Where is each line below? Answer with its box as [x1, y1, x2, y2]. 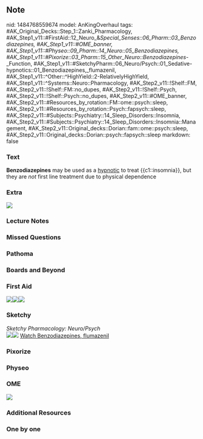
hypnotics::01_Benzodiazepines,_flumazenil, [6, 66, 117, 74]
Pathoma [6, 250, 33, 258]
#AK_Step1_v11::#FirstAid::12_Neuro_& [6, 33, 100, 41]
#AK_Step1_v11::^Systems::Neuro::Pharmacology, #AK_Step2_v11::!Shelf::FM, [6, 79, 198, 86]
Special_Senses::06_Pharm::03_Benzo [100, 33, 196, 41]
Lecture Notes [6, 217, 49, 225]
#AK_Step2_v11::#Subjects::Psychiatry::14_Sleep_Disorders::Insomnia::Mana [6, 118, 196, 125]
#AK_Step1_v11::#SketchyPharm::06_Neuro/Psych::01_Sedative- [33, 60, 193, 67]
